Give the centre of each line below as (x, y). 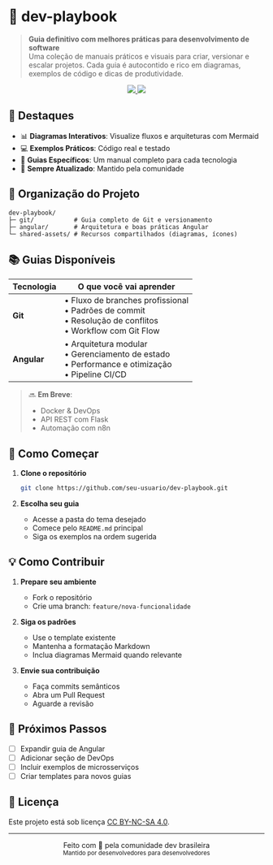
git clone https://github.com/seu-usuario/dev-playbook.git (124, 488)
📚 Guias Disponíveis (62, 259)
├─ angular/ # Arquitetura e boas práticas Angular (108, 227)
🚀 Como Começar (54, 454)
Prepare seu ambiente (58, 582)
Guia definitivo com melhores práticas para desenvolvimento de (139, 39)
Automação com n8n (76, 428)
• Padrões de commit (105, 310)
